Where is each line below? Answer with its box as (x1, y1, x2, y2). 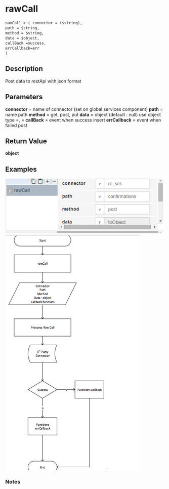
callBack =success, (5, 40, 47, 46)
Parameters (5, 93, 43, 101)
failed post (5, 122, 28, 128)
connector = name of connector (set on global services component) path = (5, 106, 163, 112)
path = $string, (5, 25, 39, 30)
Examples (5, 165, 37, 174)
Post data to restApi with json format (5, 78, 81, 84)
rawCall (5, 3, 38, 15)
